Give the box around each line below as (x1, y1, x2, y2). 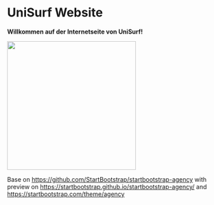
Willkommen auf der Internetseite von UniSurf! (7, 27, 143, 36)
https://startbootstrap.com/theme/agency (7, 190, 125, 198)
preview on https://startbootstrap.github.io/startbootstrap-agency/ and (7, 182, 207, 191)
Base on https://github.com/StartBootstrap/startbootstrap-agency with (7, 175, 207, 183)
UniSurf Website (7, 5, 103, 21)
